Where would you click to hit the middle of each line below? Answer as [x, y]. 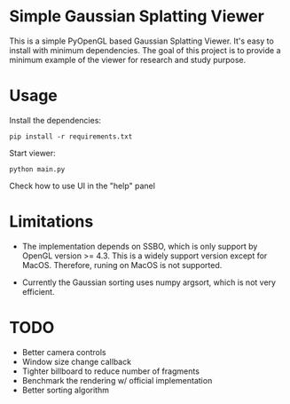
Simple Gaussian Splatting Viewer [137, 16]
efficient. [38, 291]
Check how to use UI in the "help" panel [82, 186]
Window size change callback [76, 361]
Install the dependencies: [55, 120]
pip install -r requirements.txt [71, 136]
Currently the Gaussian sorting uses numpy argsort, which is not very [149, 282]
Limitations [51, 222]
